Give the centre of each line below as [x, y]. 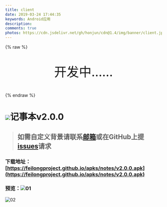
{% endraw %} [20, 95]
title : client [20, 10]
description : [19, 24]
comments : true [21, 28]
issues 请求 [34, 146]
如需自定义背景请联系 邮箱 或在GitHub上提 [81, 137]
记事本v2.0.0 [37, 117]
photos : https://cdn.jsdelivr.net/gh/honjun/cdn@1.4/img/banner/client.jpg [85, 33]
